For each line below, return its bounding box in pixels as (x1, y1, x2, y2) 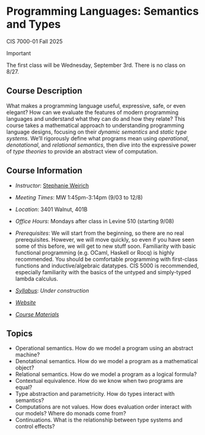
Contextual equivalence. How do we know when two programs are (15, 377, 184, 385)
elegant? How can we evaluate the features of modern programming (6, 109, 179, 116)
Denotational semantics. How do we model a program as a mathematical (15, 358, 198, 365)
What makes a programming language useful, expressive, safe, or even (6, 102, 186, 109)
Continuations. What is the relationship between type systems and (15, 416, 183, 424)
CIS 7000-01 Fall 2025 (6, 37, 63, 45)
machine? (15, 351, 40, 358)
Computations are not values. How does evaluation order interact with (15, 403, 192, 410)
